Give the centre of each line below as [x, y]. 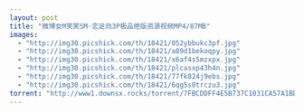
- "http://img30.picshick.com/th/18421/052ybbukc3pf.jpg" [129, 43]
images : [24, 34]
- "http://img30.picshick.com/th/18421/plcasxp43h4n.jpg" [129, 69]
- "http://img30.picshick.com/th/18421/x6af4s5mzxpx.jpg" [129, 60]
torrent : [26, 93]
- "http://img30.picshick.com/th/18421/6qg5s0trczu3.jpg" [129, 85]
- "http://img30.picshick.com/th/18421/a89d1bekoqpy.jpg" [129, 51]
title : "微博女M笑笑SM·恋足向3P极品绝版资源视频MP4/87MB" [110, 26]
